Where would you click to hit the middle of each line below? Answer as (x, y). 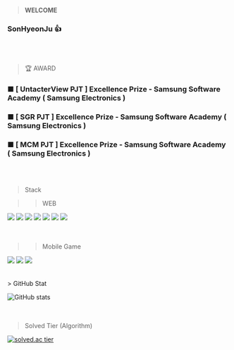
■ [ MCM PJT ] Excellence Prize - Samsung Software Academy (117, 145)
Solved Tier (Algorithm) (58, 326)
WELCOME (41, 10)
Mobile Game (61, 246)
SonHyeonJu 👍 (35, 29)
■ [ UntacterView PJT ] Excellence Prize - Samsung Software (114, 89)
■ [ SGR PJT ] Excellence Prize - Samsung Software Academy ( (117, 117)
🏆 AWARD (40, 68)
